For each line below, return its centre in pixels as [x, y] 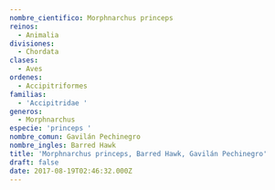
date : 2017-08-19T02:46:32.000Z [71, 171]
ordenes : [26, 78]
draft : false [34, 162]
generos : [26, 111]
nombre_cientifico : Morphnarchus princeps [91, 18]
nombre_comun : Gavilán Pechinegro [75, 137]
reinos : [24, 26]
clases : [24, 60]
